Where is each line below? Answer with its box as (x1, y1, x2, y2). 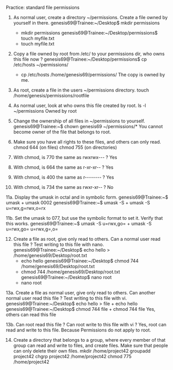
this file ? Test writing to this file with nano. (13, 241, 105, 248)
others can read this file (6, 311, 56, 318)
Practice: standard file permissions (6, 5, 80, 10)
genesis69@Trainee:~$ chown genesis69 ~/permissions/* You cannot (13, 124, 163, 129)
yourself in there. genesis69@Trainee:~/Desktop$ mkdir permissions (13, 20, 160, 26)
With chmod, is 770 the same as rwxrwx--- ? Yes (13, 154, 117, 160)
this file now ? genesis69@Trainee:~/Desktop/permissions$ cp (13, 56, 147, 62)
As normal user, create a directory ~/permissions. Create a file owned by (13, 14, 168, 20)
